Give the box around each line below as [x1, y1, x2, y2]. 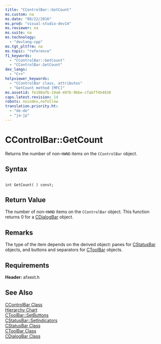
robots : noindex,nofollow [5, 99, 58, 104]
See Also [5, 289, 33, 297]
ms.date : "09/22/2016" [5, 16, 52, 21]
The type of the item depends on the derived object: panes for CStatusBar [5, 242, 156, 248]
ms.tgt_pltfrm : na [5, 44, 43, 49]
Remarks [5, 228, 33, 237]
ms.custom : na [5, 12, 34, 17]
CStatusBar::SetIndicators [5, 317, 58, 323]
